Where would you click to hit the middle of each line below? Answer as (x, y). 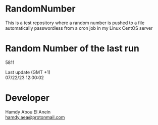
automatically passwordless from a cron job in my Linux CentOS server (79, 28)
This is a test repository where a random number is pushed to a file (75, 23)
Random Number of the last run (72, 49)
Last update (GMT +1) (28, 72)
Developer (27, 98)
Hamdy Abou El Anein (28, 112)
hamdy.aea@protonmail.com (35, 117)
